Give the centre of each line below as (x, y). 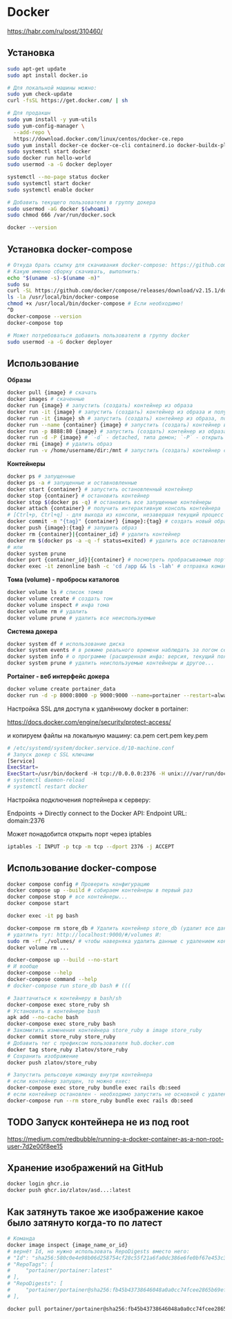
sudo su (18, 284)
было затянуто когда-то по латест (85, 1223)
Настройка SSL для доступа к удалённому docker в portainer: (98, 709)
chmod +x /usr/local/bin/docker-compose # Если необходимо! (96, 304)
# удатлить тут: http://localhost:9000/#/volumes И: (85, 935)
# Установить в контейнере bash (54, 1011)
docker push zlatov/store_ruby (52, 1063)
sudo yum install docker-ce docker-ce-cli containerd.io (91, 145)
